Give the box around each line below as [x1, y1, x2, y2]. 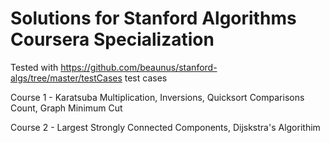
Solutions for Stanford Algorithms [10, 7, 297, 30]
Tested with [10, 61, 59, 73]
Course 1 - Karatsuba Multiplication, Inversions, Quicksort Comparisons [10, 91, 305, 103]
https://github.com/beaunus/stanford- [60, 61, 218, 73]
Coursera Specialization [10, 28, 215, 51]
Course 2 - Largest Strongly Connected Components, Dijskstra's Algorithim [10, 121, 321, 133]
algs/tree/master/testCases [10, 72, 123, 84]
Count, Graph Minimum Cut [10, 102, 123, 114]
